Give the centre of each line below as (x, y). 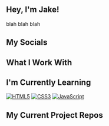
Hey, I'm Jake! (33, 10)
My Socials (27, 43)
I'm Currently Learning (49, 82)
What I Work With (39, 62)
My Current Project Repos (54, 115)
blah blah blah (23, 24)
